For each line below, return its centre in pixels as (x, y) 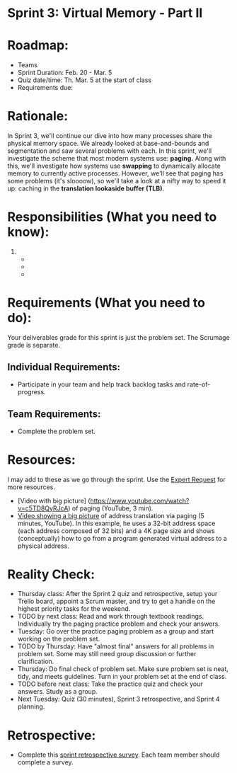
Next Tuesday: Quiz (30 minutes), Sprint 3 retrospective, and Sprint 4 (118, 699)
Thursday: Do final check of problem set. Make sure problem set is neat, (123, 669)
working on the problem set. (59, 639)
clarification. (36, 662)
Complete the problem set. (56, 431)
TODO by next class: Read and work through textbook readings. (110, 617)
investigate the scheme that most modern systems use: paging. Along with (117, 159)
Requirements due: (45, 88)
